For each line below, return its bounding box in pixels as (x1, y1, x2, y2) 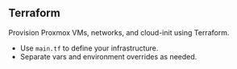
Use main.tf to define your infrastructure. (19, 43, 159, 53)
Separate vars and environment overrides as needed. (19, 51, 197, 61)
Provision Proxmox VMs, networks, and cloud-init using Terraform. (8, 27, 230, 37)
